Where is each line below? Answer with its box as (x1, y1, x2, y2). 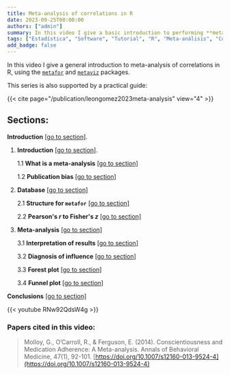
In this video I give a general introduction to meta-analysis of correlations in (7, 61, 220, 69)
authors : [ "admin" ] (7, 23, 63, 29)
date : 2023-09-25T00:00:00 (7, 16, 84, 23)
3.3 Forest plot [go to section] (16, 265, 102, 274)
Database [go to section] (16, 186, 88, 194)
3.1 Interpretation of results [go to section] (16, 239, 139, 247)
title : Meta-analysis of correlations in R (7, 10, 133, 17)
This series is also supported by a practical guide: (7, 82, 148, 89)
